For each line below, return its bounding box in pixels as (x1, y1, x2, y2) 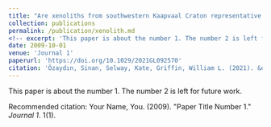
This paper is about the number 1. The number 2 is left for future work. (8, 86, 243, 96)
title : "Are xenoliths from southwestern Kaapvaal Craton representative (8, 11, 262, 20)
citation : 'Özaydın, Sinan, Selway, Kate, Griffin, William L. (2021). (8, 64, 254, 72)
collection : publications (8, 19, 95, 27)
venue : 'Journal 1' (8, 49, 74, 57)
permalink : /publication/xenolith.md (8, 27, 135, 35)
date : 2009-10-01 (8, 42, 67, 50)
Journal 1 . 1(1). (8, 110, 56, 120)
